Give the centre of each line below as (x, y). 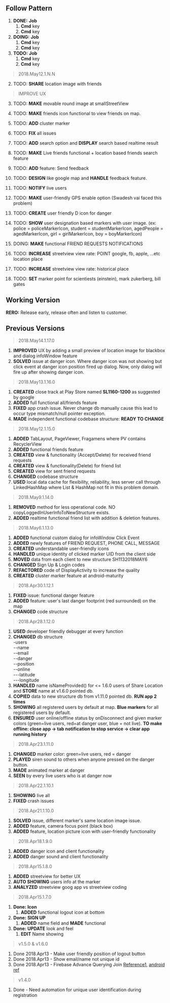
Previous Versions (35, 328)
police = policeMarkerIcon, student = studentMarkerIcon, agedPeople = (88, 228)
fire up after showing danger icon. (48, 372)
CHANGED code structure (40, 612)
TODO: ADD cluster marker (41, 123)
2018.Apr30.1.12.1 (36, 586)
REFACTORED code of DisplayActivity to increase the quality (76, 570)
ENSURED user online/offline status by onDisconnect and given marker (87, 718)
